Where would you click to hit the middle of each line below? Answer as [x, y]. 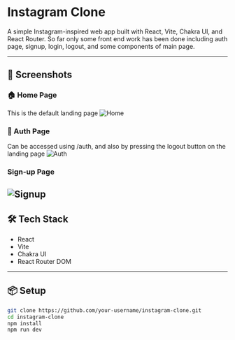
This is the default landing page [53, 113]
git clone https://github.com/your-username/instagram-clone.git [104, 310]
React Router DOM [44, 262]
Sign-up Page [31, 172]
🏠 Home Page [32, 95]
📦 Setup [27, 291]
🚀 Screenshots [40, 75]
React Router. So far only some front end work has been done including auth [117, 38]
